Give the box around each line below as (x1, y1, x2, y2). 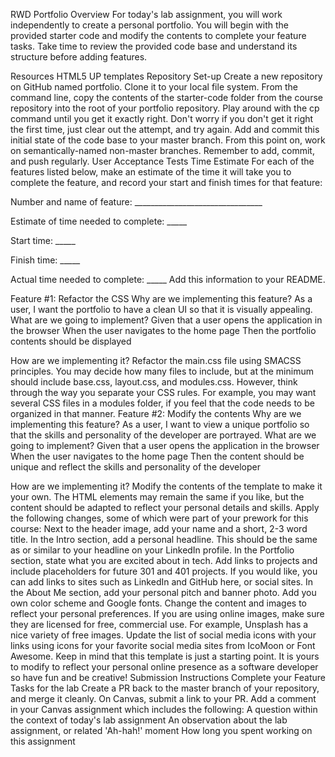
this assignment (10, 735, 76, 747)
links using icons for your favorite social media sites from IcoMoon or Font (10, 640, 316, 651)
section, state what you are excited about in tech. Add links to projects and (10, 555, 318, 566)
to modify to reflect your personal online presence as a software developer (10, 661, 319, 673)
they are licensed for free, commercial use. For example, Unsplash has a (10, 619, 309, 630)
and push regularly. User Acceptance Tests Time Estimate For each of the (10, 155, 315, 167)
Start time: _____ (10, 235, 76, 246)
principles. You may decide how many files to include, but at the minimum (10, 365, 314, 377)
